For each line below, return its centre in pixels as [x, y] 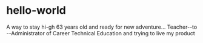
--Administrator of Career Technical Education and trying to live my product [101, 33]
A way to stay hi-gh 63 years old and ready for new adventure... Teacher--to [102, 27]
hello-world [36, 10]
